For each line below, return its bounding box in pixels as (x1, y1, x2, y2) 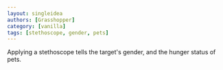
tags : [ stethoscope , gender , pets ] (7, 29, 109, 36)
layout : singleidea (7, 10, 63, 17)
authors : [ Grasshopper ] (7, 16, 75, 23)
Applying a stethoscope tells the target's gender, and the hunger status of (7, 48, 216, 56)
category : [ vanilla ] (7, 23, 67, 30)
